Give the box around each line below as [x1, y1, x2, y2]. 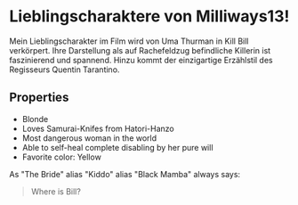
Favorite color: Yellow [21, 152, 102, 162]
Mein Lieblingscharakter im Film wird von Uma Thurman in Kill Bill [9, 36, 249, 46]
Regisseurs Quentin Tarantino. [9, 64, 120, 75]
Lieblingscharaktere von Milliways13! [9, 6, 290, 27]
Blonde [21, 113, 49, 124]
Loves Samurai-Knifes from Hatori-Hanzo [21, 123, 175, 134]
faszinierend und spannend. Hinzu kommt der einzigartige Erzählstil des [9, 54, 273, 65]
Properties [9, 90, 69, 105]
